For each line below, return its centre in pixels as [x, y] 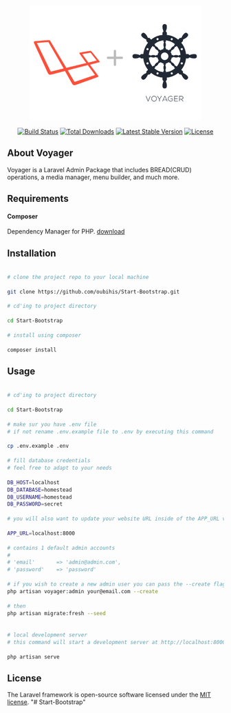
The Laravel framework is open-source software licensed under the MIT [109, 695]
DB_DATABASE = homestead [40, 490]
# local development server [47, 635]
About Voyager [40, 153]
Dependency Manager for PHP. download [66, 231]
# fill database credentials [49, 461]
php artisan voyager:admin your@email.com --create [82, 591]
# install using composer [44, 335]
